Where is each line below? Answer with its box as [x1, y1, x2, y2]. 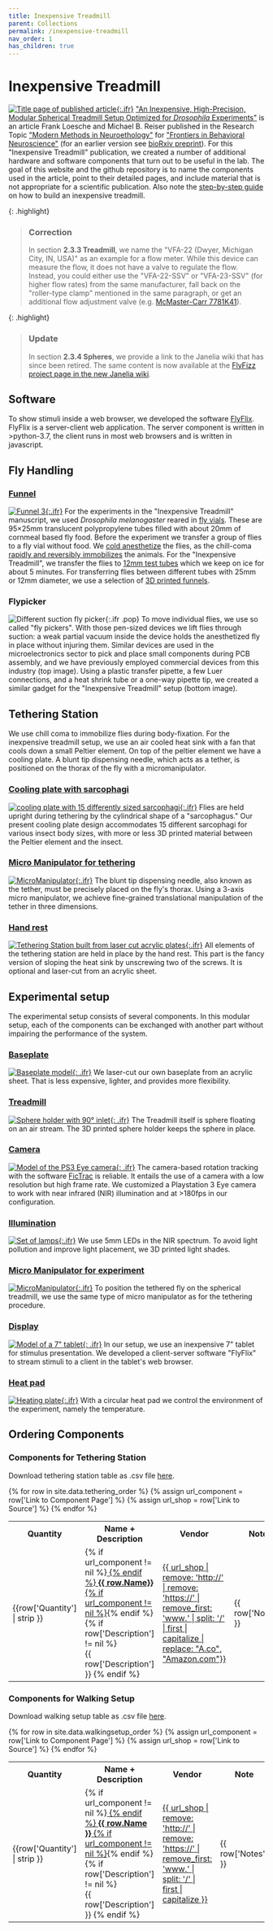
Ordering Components [8, 1427, 124, 1441]
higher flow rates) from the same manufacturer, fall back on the [28, 280, 241, 290]
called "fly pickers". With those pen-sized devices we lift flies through [8, 623, 242, 633]
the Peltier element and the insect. [8, 837, 123, 846]
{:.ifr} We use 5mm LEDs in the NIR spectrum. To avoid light [58, 1236, 258, 1246]
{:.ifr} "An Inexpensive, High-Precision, [116, 104, 246, 114]
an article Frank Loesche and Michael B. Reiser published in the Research [8, 121, 254, 131]
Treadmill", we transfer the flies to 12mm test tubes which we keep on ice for [8, 558, 265, 568]
